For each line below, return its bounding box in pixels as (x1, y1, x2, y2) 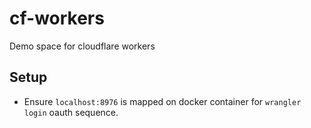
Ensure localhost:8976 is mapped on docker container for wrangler (23, 95, 302, 107)
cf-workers (9, 7, 105, 30)
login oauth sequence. (23, 106, 119, 118)
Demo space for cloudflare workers (9, 40, 156, 52)
